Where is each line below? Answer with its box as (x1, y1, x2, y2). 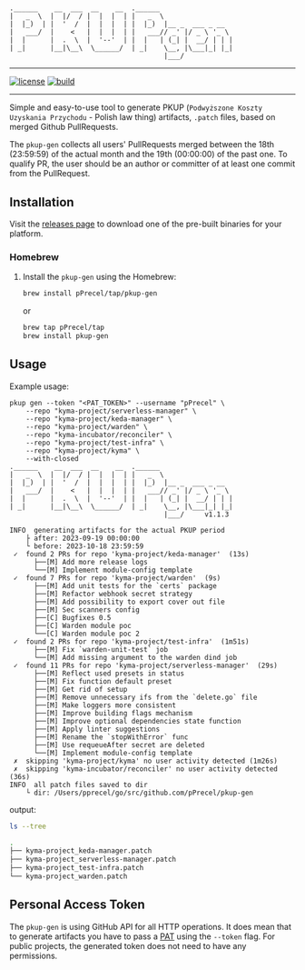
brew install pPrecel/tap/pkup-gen (22, 289, 158, 298)
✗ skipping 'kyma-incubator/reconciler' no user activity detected (13, 764, 279, 774)
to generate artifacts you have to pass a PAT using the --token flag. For (9, 931, 275, 942)
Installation (9, 195, 74, 210)
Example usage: (9, 381, 70, 392)
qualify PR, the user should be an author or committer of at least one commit (9, 158, 296, 169)
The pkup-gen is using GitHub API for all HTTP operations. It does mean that (9, 921, 292, 932)
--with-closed (25, 454, 79, 463)
